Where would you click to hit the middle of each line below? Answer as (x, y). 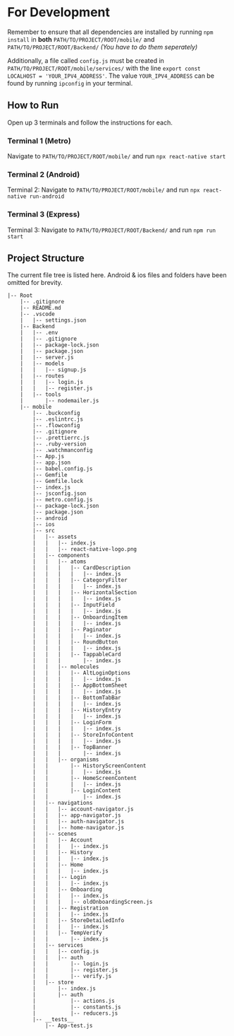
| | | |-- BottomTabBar (77, 698)
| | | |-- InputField (74, 605)
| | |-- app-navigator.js (77, 815)
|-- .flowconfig (56, 426)
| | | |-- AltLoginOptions (82, 673)
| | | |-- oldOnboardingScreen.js (93, 902)
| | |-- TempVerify (67, 933)
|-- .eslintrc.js (58, 419)
